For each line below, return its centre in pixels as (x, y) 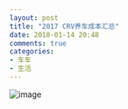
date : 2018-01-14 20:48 (54, 35)
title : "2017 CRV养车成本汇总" (64, 26)
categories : (32, 52)
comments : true (38, 43)
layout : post (34, 18)
